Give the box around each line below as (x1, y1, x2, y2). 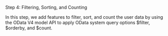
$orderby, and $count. (5, 25, 52, 31)
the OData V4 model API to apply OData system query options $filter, (5, 20, 150, 25)
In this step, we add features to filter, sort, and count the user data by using (5, 14, 163, 20)
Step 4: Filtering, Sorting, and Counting (5, 5, 88, 10)
